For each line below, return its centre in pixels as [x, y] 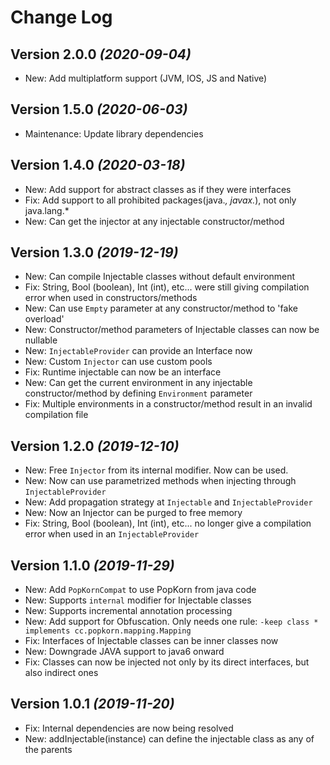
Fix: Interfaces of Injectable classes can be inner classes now [151, 641]
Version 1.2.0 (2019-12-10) [95, 446]
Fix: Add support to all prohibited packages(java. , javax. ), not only [160, 200]
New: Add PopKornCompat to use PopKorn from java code [140, 590]
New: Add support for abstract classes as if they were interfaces [158, 189]
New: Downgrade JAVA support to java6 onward [124, 652]
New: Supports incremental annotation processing [128, 611]
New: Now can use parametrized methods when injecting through [160, 481]
